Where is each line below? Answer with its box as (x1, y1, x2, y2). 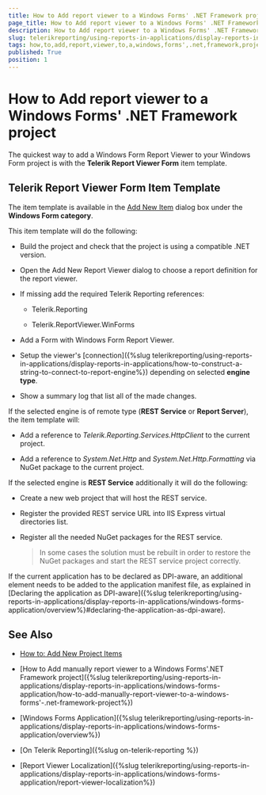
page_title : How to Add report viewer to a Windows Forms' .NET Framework (8, 19, 260, 27)
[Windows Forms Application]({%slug (19, 713, 142, 723)
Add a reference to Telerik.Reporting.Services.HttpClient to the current (19, 430, 251, 440)
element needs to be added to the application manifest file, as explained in (8, 579, 251, 589)
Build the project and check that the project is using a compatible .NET (19, 241, 251, 250)
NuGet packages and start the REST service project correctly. (39, 556, 241, 565)
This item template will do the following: (8, 226, 138, 235)
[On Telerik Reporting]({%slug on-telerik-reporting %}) (19, 746, 199, 755)
